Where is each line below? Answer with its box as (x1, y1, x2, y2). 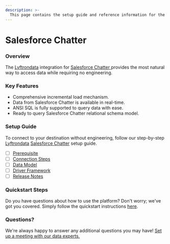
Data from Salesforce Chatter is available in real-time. (12, 99, 125, 105)
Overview (5, 52, 30, 59)
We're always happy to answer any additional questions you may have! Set (5, 228, 162, 234)
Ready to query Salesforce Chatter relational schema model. (12, 110, 139, 117)
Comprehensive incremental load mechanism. (12, 94, 109, 100)
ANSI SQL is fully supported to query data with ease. (12, 105, 124, 111)
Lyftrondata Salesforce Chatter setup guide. (5, 140, 97, 146)
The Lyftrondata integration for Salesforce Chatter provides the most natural (5, 64, 165, 70)
